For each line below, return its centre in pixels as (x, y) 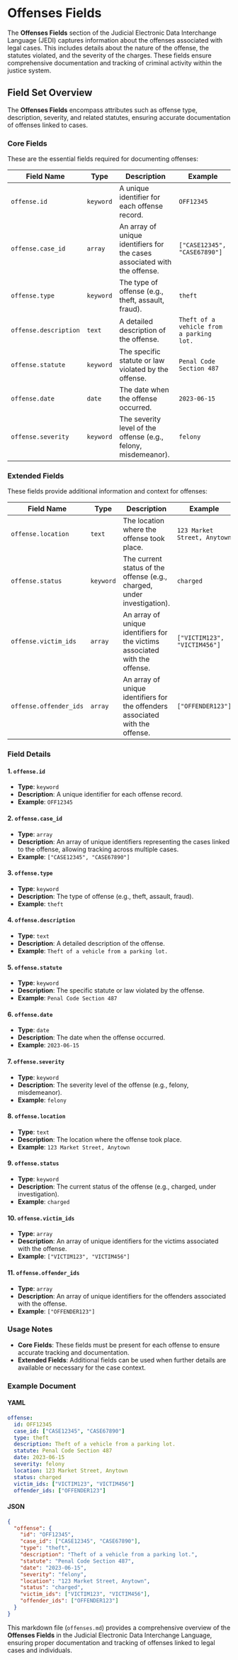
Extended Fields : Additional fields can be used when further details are (122, 1360)
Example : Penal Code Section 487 (67, 998)
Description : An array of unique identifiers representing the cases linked (124, 841)
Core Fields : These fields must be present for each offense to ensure (119, 1345)
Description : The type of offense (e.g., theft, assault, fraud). (106, 896)
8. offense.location (36, 1116)
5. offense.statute (35, 967)
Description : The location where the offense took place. (100, 1139)
